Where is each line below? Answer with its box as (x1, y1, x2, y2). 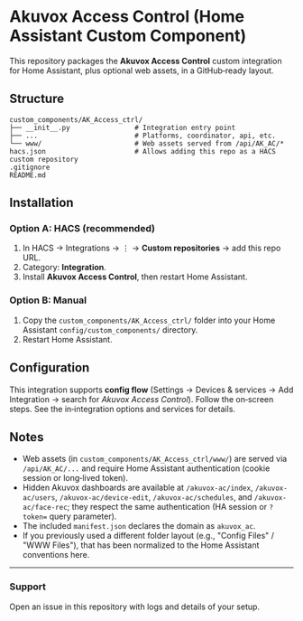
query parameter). (49, 511, 117, 522)
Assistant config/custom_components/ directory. (22, 324, 198, 335)
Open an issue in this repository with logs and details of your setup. (9, 601, 260, 612)
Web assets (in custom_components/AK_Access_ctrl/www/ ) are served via (22, 454, 288, 465)
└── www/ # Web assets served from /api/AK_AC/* (9, 138, 284, 148)
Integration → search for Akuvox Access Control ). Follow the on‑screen (9, 393, 274, 404)
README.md (9, 170, 47, 180)
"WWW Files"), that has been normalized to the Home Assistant (22, 540, 260, 550)
